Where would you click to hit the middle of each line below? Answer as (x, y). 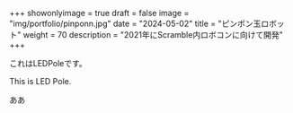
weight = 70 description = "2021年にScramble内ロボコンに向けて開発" (153, 35)
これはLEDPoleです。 (48, 63)
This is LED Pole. (40, 81)
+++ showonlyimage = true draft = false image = (99, 13)
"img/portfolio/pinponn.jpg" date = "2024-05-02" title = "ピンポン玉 (135, 23)
